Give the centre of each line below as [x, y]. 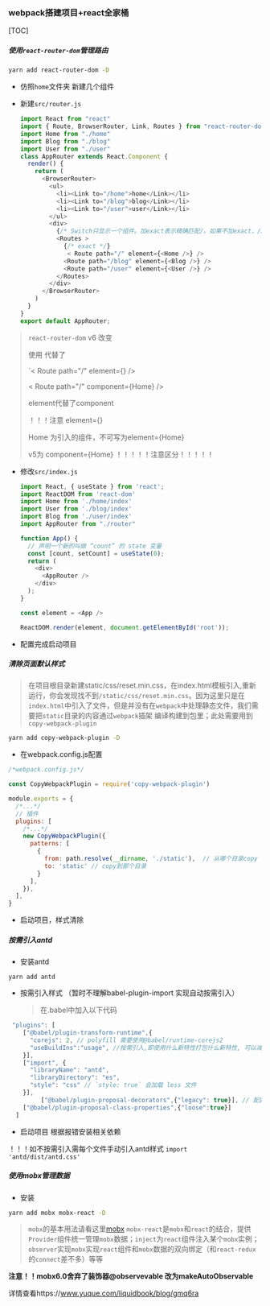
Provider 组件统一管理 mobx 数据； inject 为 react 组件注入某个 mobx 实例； [143, 1239]
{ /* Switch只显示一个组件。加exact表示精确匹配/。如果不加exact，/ [158, 231]
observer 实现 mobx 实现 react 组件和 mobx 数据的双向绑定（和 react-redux [142, 1249]
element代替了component [71, 403]
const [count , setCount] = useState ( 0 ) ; [96, 553]
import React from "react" [65, 119]
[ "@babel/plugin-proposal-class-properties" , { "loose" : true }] [127, 1108]
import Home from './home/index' [76, 502]
